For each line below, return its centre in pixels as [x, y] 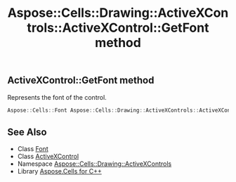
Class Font [33, 149]
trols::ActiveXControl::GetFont [118, 28]
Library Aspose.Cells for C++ [59, 171]
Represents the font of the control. [57, 97]
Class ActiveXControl [48, 157]
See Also [27, 132]
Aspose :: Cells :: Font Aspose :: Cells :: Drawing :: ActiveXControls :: [103, 110]
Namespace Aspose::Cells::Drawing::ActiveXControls [94, 164]
